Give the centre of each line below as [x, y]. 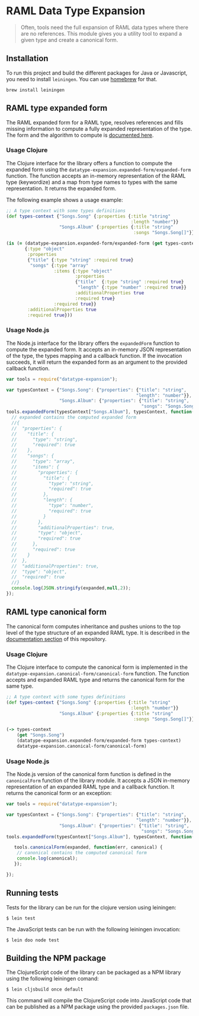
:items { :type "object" [83, 271]
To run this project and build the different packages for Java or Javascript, [97, 73]
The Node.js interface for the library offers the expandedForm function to [93, 343]
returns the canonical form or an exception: [59, 793]
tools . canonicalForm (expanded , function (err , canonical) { [88, 847]
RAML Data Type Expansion [76, 11]
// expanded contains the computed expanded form [74, 418]
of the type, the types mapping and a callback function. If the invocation [94, 355]
